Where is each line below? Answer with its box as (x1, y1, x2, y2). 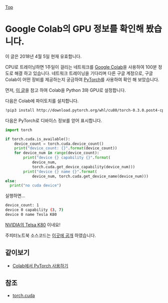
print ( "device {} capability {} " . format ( (23, 155, 111, 160)
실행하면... (5, 193, 25, 199)
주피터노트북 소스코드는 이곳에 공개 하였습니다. (5, 232, 96, 238)
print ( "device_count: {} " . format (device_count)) (14, 146, 117, 151)
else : (5, 178, 16, 183)
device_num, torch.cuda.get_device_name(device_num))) (31, 174, 149, 179)
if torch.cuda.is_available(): (5, 136, 70, 142)
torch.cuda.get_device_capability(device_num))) (31, 164, 135, 169)
